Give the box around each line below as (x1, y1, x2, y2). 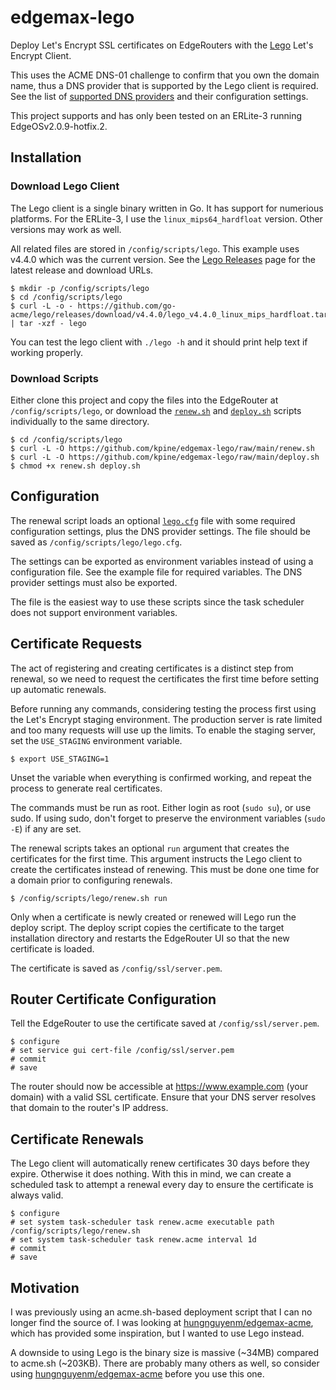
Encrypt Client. (10, 49, 72, 61)
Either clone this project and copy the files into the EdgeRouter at (10, 394, 279, 406)
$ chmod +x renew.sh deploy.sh (10, 461, 141, 471)
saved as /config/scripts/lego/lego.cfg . (10, 536, 183, 548)
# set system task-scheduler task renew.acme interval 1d (10, 1235, 257, 1245)
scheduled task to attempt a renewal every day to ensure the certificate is (10, 1179, 314, 1191)
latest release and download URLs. (10, 264, 154, 276)
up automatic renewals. (10, 683, 107, 695)
